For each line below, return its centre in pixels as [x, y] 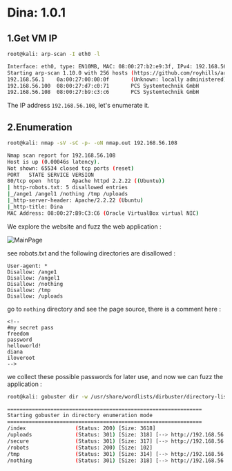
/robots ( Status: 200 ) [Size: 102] [80, 448]
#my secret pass [30, 327]
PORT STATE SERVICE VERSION [51, 175]
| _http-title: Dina [35, 206]
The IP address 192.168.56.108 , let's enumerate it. [78, 106]
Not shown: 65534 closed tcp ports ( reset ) [71, 168]
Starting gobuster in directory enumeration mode [80, 416]
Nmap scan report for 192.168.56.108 [61, 155]
